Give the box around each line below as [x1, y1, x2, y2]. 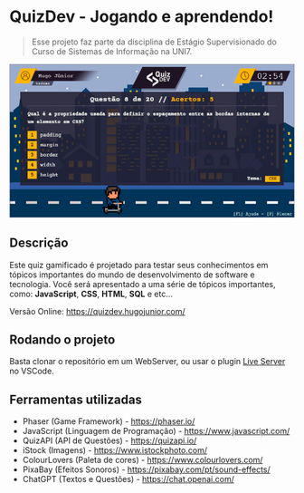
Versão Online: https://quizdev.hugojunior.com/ [9, 305, 185, 316]
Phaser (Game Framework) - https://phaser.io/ [22, 416, 195, 427]
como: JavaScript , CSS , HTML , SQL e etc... [9, 288, 174, 299]
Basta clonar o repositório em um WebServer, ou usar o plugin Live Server [9, 356, 286, 367]
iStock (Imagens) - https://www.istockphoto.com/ [22, 445, 208, 456]
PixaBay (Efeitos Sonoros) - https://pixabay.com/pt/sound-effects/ [22, 464, 271, 475]
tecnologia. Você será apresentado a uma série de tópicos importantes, [9, 278, 276, 289]
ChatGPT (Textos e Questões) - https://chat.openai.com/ [22, 474, 235, 485]
